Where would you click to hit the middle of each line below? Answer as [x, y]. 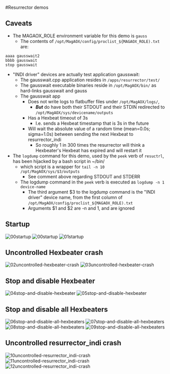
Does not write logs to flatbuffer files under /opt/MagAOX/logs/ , [94, 101]
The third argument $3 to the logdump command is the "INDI [91, 192]
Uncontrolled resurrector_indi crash [63, 343]
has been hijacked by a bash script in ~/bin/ [59, 161]
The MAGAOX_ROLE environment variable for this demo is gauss [80, 36]
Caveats [19, 23]
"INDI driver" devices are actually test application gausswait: [76, 74]
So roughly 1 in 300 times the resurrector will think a [90, 145]
